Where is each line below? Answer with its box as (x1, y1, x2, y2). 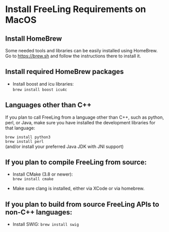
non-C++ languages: (5, 208, 72, 216)
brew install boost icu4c (12, 87, 67, 92)
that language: (5, 125, 35, 131)
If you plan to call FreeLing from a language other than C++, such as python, (5, 114, 164, 120)
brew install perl (5, 139, 44, 144)
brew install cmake (12, 177, 54, 182)
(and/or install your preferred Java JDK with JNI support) (5, 143, 124, 149)
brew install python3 (5, 134, 51, 139)
